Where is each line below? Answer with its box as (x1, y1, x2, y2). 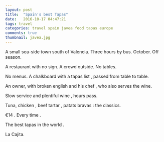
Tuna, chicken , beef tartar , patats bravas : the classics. (5, 102, 121, 108)
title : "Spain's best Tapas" (5, 12, 69, 17)
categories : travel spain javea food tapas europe (5, 26, 113, 31)
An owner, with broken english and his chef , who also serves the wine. (5, 83, 152, 89)
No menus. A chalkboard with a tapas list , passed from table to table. (5, 73, 149, 79)
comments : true (5, 30, 37, 35)
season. (5, 54, 22, 60)
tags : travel (5, 21, 33, 26)
